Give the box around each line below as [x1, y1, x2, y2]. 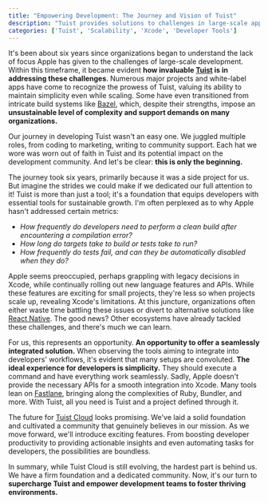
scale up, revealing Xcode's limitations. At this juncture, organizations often [8, 297, 256, 307]
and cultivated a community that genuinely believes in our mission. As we [8, 421, 250, 431]
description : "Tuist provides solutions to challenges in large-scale [8, 19, 248, 27]
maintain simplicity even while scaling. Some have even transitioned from [8, 91, 249, 101]
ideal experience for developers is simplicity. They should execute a [8, 363, 237, 373]
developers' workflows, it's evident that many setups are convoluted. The [8, 354, 250, 364]
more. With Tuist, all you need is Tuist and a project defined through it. [8, 397, 239, 407]
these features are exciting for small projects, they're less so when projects [8, 288, 255, 298]
